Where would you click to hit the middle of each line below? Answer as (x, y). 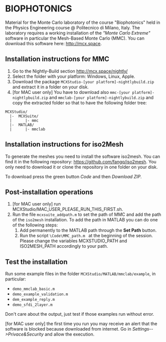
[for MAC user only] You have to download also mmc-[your (71, 92)
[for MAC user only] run (36, 204)
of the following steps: (35, 225)
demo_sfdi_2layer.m (32, 305)
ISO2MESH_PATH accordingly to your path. (64, 246)
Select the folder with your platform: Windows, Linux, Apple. (74, 76)
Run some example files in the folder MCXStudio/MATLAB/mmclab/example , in (81, 274)
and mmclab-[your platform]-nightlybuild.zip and (101, 97)
